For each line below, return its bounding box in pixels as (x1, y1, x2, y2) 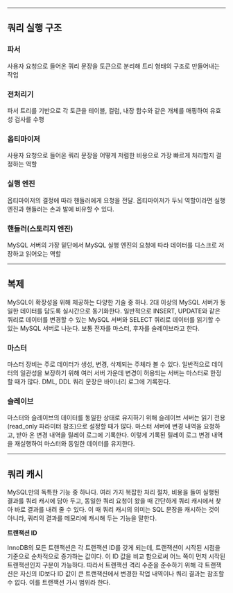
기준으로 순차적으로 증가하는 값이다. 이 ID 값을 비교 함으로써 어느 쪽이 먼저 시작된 (7, 552, 226, 560)
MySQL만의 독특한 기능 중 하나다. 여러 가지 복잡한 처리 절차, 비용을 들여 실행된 (7, 488, 220, 497)
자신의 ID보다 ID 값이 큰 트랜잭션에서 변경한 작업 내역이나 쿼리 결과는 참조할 (19, 569, 225, 578)
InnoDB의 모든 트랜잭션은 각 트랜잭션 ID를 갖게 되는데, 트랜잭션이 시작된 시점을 (7, 544, 221, 552)
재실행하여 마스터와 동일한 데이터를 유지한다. (14, 440, 135, 448)
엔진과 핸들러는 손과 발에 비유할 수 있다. (7, 205, 114, 213)
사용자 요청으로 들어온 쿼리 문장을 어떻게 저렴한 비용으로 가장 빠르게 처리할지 (7, 151, 215, 160)
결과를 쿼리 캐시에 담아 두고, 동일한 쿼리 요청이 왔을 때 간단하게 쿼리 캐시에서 (7, 497, 214, 505)
